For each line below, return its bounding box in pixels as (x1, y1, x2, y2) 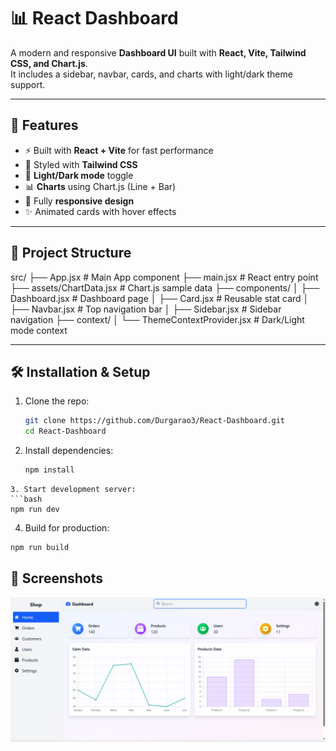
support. (10, 78, 46, 90)
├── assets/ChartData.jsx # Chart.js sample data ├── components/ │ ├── (10, 281, 320, 294)
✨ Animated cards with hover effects (24, 205, 177, 217)
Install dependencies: (24, 445, 114, 457)
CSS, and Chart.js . (10, 57, 88, 69)
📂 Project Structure (10, 245, 132, 262)
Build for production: (24, 522, 110, 534)
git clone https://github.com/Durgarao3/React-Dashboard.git (24, 416, 286, 426)
